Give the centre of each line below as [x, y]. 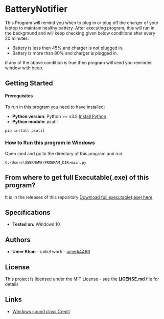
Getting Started [29, 83]
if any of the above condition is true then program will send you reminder [79, 62]
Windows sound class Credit [41, 311]
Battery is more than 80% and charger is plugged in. [65, 53]
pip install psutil [25, 130]
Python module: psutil [35, 121]
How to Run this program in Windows [50, 143]
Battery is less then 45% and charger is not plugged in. [68, 48]
